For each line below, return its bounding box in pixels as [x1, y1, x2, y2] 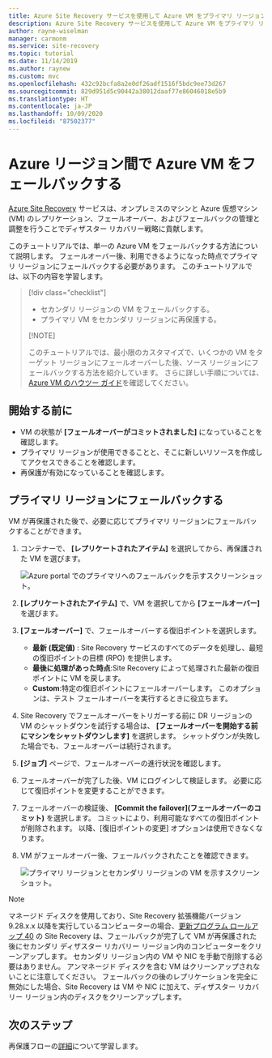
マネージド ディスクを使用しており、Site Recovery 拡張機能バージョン [8, 911, 242, 921]
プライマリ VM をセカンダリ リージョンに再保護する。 [40, 314, 221, 324]
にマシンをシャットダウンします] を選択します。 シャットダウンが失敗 [19, 731, 253, 741]
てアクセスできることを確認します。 [19, 457, 140, 467]
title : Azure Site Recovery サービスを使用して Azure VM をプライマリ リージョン [8, 11, 267, 20]
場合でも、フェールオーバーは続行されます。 [27, 741, 176, 751]
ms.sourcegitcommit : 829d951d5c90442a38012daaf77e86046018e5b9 [8, 87, 227, 96]
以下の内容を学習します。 [22, 271, 108, 281]
